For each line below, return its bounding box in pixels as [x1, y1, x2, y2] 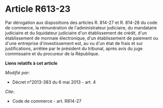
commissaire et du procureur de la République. [5, 50, 99, 57]
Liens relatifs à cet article [5, 60, 58, 66]
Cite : [5, 88, 15, 94]
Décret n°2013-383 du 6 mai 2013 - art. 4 [12, 79, 96, 85]
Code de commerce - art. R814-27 [12, 98, 82, 104]
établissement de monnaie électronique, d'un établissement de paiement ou [5, 35, 158, 41]
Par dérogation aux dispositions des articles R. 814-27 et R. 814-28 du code [5, 20, 158, 25]
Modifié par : [5, 69, 30, 75]
